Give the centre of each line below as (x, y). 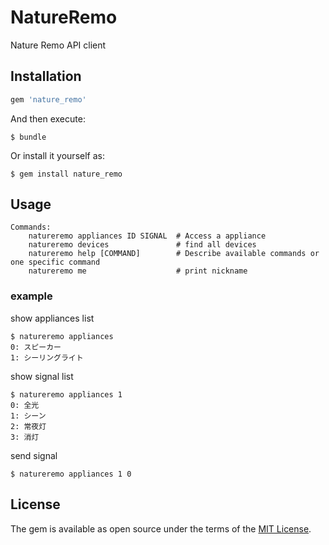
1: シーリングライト (47, 357)
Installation (46, 76)
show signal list (42, 376)
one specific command (55, 262)
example (31, 296)
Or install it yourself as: (57, 155)
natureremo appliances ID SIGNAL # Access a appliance (147, 236)
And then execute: (48, 118)
